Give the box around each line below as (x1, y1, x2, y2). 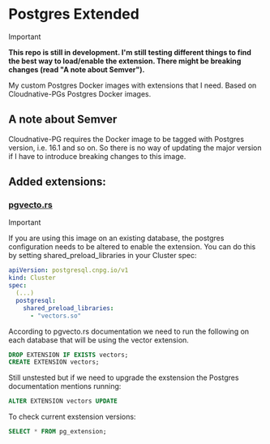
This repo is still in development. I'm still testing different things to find (8, 47, 251, 57)
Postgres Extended (8, 5, 139, 24)
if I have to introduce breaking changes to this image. (8, 151, 186, 161)
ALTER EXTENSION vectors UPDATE (8, 397, 118, 406)
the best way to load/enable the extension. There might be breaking (8, 56, 242, 66)
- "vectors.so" (29, 312, 82, 320)
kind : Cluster (8, 274, 57, 282)
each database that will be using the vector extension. (8, 334, 189, 345)
